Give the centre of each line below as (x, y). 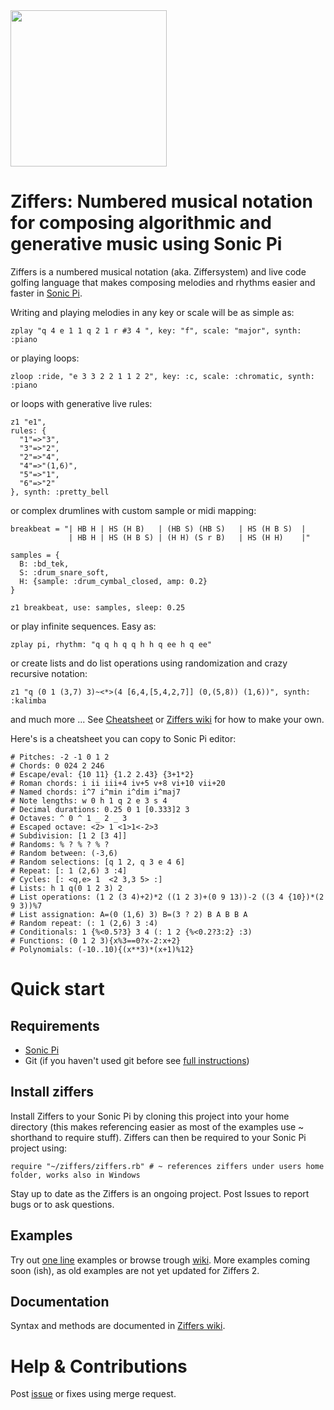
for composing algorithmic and (141, 223)
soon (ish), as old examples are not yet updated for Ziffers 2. (135, 1270)
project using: (39, 1148)
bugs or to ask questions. (62, 1204)
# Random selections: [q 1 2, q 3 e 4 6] (98, 862)
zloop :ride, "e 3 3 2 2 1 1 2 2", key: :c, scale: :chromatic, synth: (162, 376)
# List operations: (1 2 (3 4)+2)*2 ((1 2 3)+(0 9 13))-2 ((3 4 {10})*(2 (167, 897)
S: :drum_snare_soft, (64, 572)
